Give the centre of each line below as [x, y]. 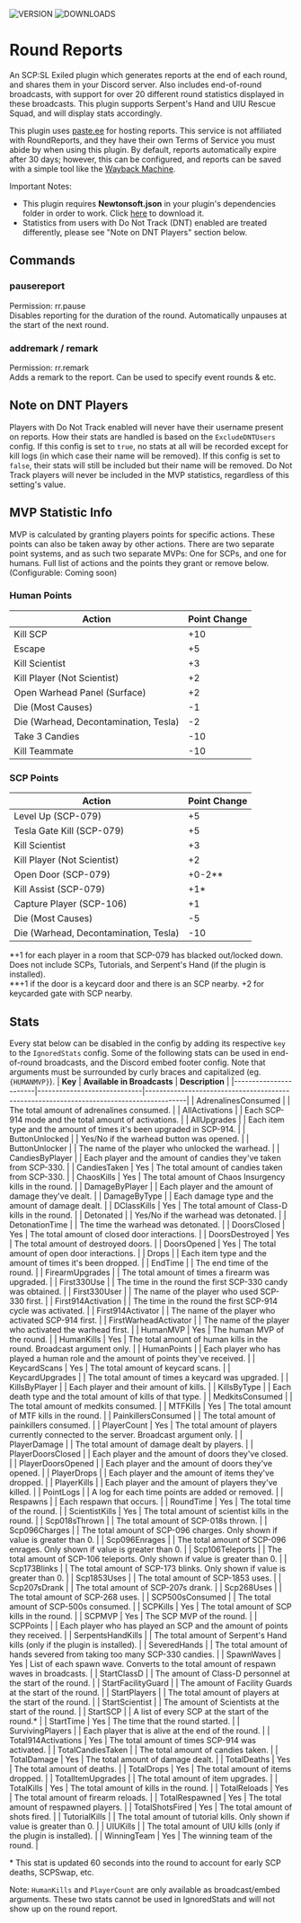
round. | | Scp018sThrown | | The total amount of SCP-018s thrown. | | [138, 1520]
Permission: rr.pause [48, 306]
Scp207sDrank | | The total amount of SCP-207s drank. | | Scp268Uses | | [146, 1587]
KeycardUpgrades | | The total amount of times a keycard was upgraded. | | [149, 1377]
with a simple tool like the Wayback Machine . [93, 168]
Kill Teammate [44, 750]
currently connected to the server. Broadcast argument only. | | [126, 1434]
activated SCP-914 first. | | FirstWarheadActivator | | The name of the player [150, 1320]
